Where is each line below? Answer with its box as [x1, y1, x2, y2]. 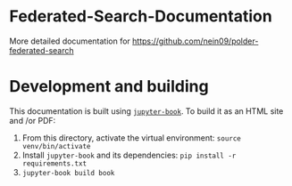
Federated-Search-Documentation [9, 6, 272, 27]
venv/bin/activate [21, 142, 91, 150]
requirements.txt [21, 158, 88, 168]
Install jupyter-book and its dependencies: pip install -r [21, 150, 237, 160]
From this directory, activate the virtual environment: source [21, 132, 241, 143]
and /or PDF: [9, 115, 56, 125]
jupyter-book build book [21, 168, 115, 177]
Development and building [9, 77, 209, 97]
